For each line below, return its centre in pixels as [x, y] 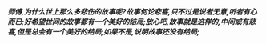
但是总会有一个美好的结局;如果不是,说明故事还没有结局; [108, 32]
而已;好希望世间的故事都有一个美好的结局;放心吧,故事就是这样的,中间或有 [128, 22]
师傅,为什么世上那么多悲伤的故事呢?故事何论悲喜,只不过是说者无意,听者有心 [132, 12]
